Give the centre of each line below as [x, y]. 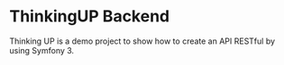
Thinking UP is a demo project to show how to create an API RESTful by [142, 41]
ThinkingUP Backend [89, 16]
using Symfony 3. [42, 50]
